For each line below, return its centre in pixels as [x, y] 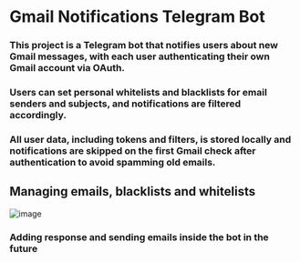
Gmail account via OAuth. [67, 68]
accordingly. [38, 116]
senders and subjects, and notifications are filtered [125, 104]
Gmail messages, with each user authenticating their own [140, 56]
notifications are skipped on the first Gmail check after [133, 150]
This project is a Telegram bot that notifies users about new [144, 45]
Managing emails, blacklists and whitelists [133, 191]
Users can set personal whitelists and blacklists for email [138, 93]
